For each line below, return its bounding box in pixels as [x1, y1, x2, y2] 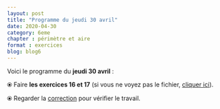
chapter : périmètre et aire [7, 36, 90, 43]
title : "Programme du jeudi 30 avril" [7, 16, 118, 23]
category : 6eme [7, 29, 51, 36]
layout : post [7, 10, 45, 17]
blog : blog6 [7, 49, 41, 56]
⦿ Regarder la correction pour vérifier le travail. [7, 94, 140, 102]
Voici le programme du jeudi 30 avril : [7, 66, 114, 75]
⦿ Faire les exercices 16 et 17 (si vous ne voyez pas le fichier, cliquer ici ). [7, 80, 214, 88]
